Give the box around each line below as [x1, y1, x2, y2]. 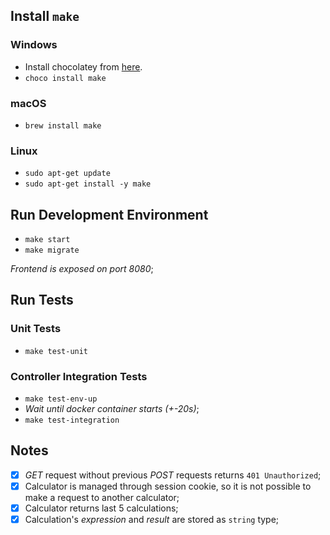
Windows [10, 38, 58, 52]
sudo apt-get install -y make [24, 179, 152, 189]
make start [24, 235, 71, 245]
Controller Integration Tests [10, 369, 148, 383]
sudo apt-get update [24, 169, 111, 179]
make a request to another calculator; [24, 492, 180, 504]
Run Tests [10, 292, 74, 309]
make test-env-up [24, 394, 98, 404]
